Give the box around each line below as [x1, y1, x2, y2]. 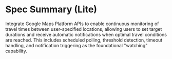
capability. [5, 48, 27, 54]
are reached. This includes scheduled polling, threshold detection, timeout [5, 37, 163, 43]
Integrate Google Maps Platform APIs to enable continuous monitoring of [5, 21, 159, 27]
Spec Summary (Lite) [5, 4, 98, 15]
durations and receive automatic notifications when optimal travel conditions [5, 31, 167, 37]
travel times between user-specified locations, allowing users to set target [5, 26, 162, 32]
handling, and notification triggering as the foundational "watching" [5, 42, 148, 48]
